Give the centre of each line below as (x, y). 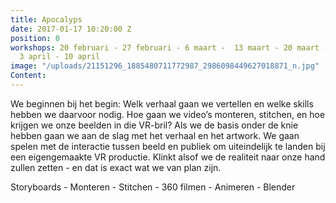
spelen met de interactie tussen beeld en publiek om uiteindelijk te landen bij (168, 146)
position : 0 (35, 38)
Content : (28, 76)
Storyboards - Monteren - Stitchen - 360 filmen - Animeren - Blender (153, 187)
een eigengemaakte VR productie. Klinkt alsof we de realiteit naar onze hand (168, 157)
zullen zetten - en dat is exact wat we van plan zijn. (116, 167)
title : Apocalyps (46, 19)
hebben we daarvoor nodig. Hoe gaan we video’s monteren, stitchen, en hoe (168, 114)
